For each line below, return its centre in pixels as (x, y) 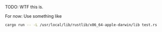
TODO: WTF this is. (24, 7)
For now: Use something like (33, 16)
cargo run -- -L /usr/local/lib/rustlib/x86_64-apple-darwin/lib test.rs (81, 25)
